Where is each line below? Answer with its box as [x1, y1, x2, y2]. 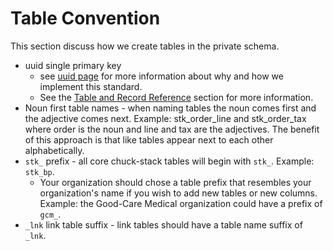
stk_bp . [24, 165, 55, 177]
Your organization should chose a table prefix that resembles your [39, 176, 312, 188]
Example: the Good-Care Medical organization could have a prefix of [39, 197, 323, 209]
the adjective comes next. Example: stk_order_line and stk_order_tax [24, 112, 307, 124]
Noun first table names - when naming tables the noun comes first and [24, 102, 317, 114]
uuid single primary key [24, 59, 122, 71]
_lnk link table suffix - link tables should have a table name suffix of [24, 218, 303, 231]
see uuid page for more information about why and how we [39, 70, 284, 82]
